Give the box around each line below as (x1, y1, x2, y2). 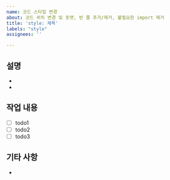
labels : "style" (6, 25, 47, 32)
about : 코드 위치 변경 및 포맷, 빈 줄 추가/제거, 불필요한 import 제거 (6, 15, 165, 21)
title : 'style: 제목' (6, 20, 59, 26)
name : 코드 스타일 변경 (6, 8, 58, 15)
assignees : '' (6, 32, 42, 38)
